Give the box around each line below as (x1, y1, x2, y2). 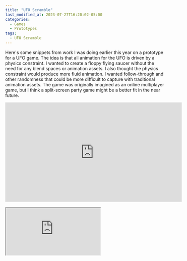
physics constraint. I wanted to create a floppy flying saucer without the (5, 60, 155, 66)
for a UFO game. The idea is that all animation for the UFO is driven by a (5, 55, 155, 61)
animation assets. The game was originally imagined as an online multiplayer (5, 81, 164, 87)
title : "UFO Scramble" (5, 7, 53, 13)
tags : (5, 31, 17, 36)
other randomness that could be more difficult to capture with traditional (5, 76, 155, 82)
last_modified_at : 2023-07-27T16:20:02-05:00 (5, 12, 102, 17)
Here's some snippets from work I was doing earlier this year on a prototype (5, 49, 164, 56)
